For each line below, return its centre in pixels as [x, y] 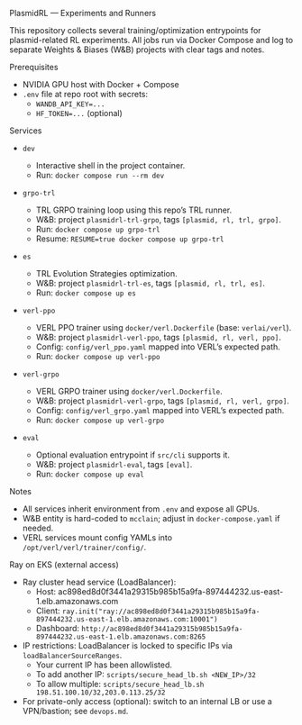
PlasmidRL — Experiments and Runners [82, 13]
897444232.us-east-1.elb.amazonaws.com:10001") [127, 620]
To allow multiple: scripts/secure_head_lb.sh [120, 684]
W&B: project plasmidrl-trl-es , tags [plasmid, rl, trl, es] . [151, 283]
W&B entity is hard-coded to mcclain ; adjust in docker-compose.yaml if [151, 518]
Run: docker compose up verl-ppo [98, 356]
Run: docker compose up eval [90, 474]
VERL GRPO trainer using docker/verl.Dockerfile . [129, 391]
